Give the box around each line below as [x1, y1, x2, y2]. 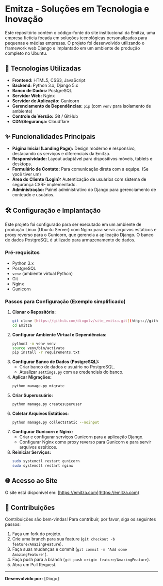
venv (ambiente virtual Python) [12, 270, 73, 276]
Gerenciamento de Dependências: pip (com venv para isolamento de [12, 103, 151, 109]
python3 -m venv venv [12, 341, 56, 346]
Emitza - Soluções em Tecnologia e [5, 3, 149, 15]
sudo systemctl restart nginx [12, 463, 74, 468]
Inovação [5, 14, 43, 25]
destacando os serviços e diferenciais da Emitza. [12, 150, 111, 156]
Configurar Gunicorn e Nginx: [12, 428, 74, 434]
